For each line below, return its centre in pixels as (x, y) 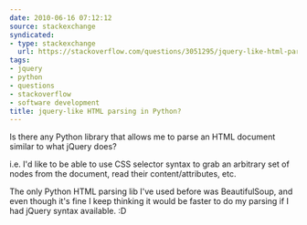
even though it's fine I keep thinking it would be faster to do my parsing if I (149, 201)
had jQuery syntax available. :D (68, 211)
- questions (32, 86)
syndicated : (32, 35)
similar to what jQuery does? (63, 147)
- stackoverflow (40, 94)
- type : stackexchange (53, 43)
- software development (55, 102)
